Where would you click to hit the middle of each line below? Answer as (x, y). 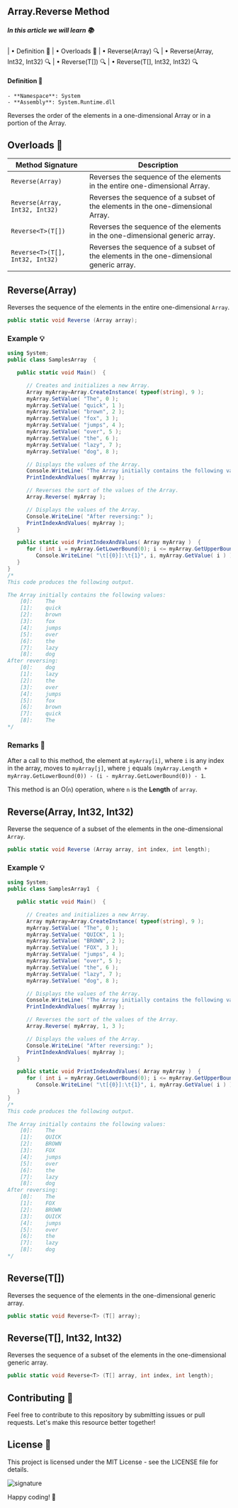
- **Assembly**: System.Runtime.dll (61, 102)
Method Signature (46, 165)
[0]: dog (38, 668)
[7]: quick (41, 714)
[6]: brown (41, 707)
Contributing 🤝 (40, 1398)
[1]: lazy (39, 674)
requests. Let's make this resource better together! (81, 1423)
